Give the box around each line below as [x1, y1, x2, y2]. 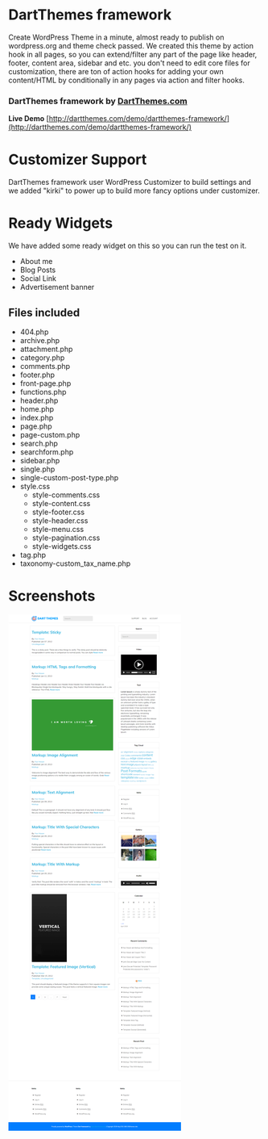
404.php [19, 327, 49, 337]
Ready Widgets [8, 214, 113, 232]
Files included [8, 305, 80, 320]
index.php [19, 412, 54, 422]
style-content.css [31, 498, 91, 508]
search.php [19, 438, 59, 448]
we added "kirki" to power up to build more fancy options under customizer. [8, 186, 260, 195]
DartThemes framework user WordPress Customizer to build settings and [8, 178, 252, 187]
